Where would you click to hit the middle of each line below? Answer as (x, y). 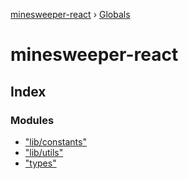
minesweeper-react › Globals (70, 14)
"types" (40, 163)
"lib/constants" (55, 141)
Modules (32, 120)
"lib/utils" (44, 152)
